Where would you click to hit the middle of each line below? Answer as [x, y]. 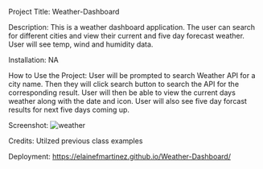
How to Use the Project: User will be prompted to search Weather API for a [132, 75]
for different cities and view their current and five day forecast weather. [127, 36]
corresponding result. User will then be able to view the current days [122, 93]
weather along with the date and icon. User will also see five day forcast [128, 101]
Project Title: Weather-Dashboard [64, 12]
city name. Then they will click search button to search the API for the [124, 84]
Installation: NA [33, 60]
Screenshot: [29, 125]
